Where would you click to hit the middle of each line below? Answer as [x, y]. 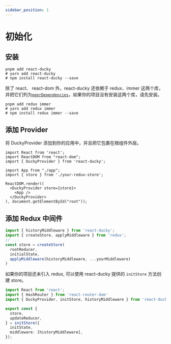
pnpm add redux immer [28, 104]
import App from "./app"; [33, 170]
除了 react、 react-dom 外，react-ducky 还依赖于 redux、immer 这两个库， [84, 88]
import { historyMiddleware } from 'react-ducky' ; [60, 231]
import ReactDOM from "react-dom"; [43, 157]
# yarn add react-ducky [31, 74]
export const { [21, 308]
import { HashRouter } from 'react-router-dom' [57, 295]
